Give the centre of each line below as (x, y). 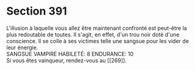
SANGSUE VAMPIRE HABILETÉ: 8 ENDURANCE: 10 (70, 54)
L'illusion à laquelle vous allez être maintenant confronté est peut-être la (97, 28)
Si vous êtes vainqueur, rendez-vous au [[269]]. (66, 60)
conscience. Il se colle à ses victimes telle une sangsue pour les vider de (97, 41)
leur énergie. (22, 47)
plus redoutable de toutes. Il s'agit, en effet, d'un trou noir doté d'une (93, 34)
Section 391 (37, 11)
